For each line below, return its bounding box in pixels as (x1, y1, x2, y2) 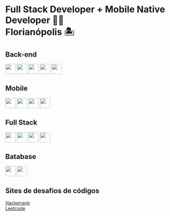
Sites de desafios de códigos (5, 186, 100, 195)
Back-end (5, 50, 37, 59)
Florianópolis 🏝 (5, 27, 75, 38)
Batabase (5, 152, 36, 161)
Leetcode (5, 205, 26, 211)
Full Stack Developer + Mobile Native (5, 4, 165, 15)
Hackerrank (5, 200, 30, 206)
